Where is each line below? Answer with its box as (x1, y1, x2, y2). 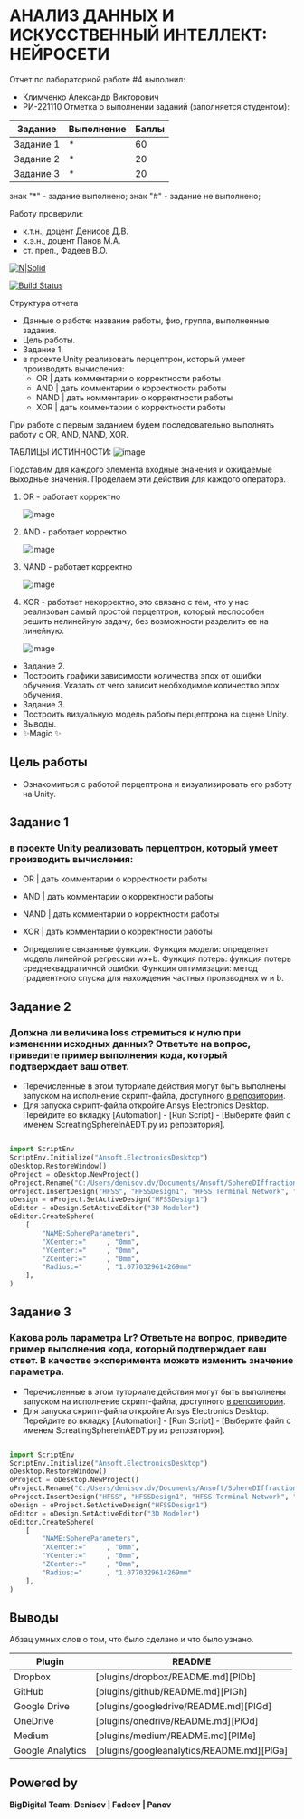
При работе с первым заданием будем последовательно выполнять (9, 419, 274, 430)
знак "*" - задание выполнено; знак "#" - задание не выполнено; (9, 190, 261, 201)
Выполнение (68, 122, 127, 135)
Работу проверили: (9, 207, 84, 218)
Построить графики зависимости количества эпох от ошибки (22, 669, 261, 680)
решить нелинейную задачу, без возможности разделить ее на (22, 615, 269, 626)
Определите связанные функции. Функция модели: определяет (22, 944, 270, 955)
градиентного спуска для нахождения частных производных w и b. (22, 973, 284, 984)
